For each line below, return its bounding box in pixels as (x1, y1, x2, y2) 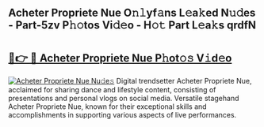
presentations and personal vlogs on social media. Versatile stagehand (8, 94, 239, 103)
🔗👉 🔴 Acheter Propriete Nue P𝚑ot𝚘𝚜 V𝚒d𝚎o (8, 51, 232, 65)
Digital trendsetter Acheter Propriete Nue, (116, 77, 252, 85)
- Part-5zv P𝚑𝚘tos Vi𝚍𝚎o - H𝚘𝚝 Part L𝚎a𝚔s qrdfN (8, 19, 256, 32)
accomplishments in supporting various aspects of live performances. (8, 110, 237, 119)
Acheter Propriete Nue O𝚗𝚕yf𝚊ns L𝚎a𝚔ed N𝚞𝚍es (8, 6, 256, 20)
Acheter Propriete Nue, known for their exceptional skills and (8, 102, 208, 111)
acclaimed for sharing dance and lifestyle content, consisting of (8, 85, 216, 94)
